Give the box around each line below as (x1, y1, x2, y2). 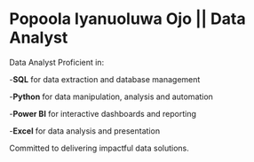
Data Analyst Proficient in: (9, 57, 105, 67)
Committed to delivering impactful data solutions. (9, 143, 189, 153)
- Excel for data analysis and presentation (9, 125, 161, 136)
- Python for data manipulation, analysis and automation (9, 91, 213, 102)
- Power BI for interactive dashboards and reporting (9, 108, 197, 119)
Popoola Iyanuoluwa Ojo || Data (9, 9, 246, 29)
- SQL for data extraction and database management (9, 73, 201, 84)
